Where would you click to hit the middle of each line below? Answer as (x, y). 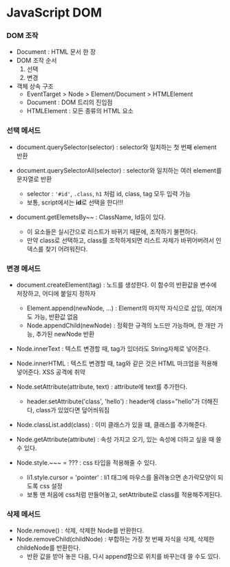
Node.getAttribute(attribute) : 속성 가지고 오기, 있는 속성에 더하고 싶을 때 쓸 (119, 439)
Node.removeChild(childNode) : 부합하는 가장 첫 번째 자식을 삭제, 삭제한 (115, 539)
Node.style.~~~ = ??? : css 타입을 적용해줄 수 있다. (86, 463)
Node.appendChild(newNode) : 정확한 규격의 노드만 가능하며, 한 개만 (121, 325)
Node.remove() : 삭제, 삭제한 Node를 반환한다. (80, 530)
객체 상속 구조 (35, 86)
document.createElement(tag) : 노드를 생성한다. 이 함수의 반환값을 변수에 (117, 285)
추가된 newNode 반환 (65, 334)
